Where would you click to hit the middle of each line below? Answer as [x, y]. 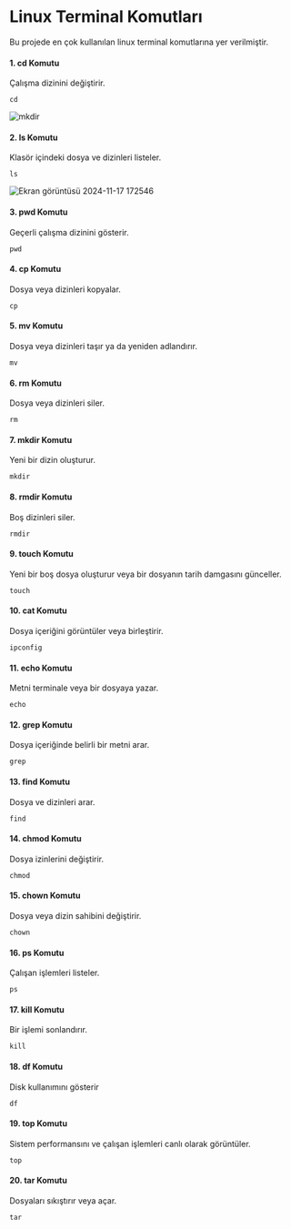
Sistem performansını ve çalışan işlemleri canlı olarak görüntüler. [130, 1143]
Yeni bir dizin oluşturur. [52, 460]
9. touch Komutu [42, 554]
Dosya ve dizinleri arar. [52, 801]
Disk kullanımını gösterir [55, 1087]
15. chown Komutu [45, 896]
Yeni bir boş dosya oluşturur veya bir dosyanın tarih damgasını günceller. [145, 574]
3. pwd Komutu [39, 212]
